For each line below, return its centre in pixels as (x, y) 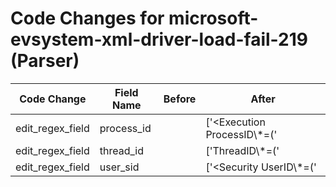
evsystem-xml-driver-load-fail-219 (159, 39)
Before (180, 99)
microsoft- (213, 18)
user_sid (119, 167)
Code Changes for (87, 18)
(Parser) (45, 61)
